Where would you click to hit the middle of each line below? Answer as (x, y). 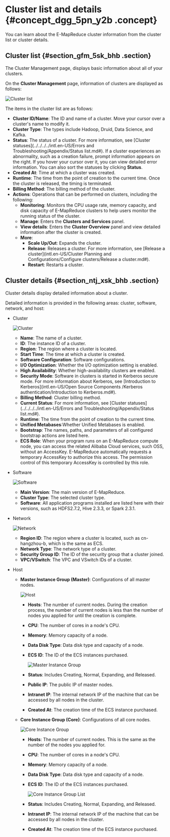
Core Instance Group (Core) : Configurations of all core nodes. (86, 719)
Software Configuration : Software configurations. (73, 359)
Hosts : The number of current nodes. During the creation (88, 605)
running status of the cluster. (50, 216)
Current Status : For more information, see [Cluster (73, 403)
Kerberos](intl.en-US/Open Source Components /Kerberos (81, 386)
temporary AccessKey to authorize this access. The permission (87, 457)
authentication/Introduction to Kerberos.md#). (68, 392)
